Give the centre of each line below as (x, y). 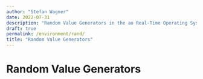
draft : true (21, 28)
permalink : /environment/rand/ (46, 34)
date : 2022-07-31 (28, 17)
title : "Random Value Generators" (50, 39)
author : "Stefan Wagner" (37, 12)
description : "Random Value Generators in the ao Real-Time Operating (97, 23)
